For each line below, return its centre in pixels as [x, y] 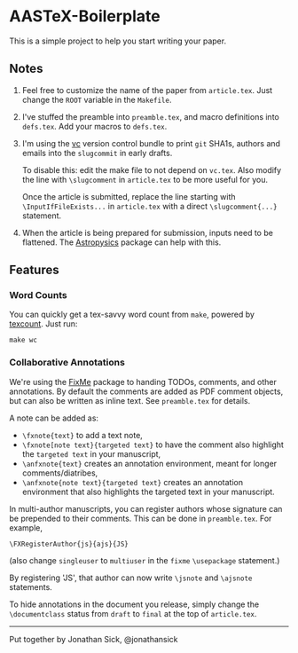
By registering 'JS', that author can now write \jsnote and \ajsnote [131, 578]
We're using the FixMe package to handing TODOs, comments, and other [143, 382]
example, [26, 527]
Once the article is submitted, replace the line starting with [129, 196]
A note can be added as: [54, 418]
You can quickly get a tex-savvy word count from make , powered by [132, 315]
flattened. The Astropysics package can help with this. [122, 242]
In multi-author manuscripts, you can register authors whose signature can [146, 508]
